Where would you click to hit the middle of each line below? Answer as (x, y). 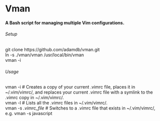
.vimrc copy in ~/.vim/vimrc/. (35, 98)
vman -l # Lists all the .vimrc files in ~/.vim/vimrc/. (56, 103)
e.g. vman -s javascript (29, 114)
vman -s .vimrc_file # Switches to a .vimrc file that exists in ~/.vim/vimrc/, (80, 108)
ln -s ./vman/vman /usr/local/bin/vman (45, 55)
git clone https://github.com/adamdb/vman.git (53, 49)
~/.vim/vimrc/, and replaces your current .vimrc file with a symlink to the (79, 92)
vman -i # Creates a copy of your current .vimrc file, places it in (70, 87)
